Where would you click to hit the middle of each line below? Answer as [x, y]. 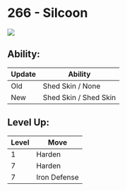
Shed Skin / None [72, 86]
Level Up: [29, 122]
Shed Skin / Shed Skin [79, 97]
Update [24, 74]
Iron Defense [58, 177]
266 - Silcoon [48, 13]
